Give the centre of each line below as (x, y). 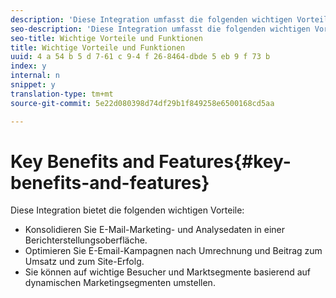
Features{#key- (225, 161)
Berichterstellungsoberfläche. (86, 240)
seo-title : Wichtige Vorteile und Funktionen (106, 38)
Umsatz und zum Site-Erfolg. (84, 262)
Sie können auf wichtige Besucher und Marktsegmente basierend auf (167, 272)
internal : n (35, 76)
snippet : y (33, 85)
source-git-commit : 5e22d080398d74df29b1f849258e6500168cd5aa (142, 103)
